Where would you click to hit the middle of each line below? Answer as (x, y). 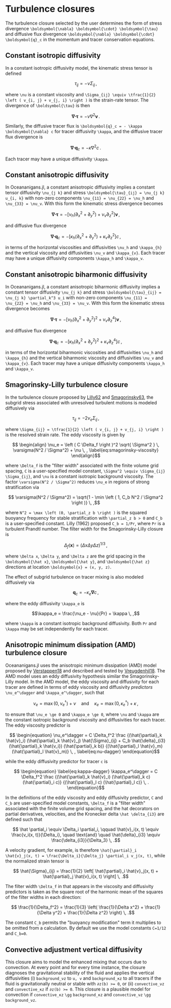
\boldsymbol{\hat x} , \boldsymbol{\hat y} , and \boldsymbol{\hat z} (78, 562)
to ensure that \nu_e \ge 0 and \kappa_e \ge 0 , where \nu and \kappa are (82, 714)
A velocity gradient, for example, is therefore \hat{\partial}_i (71, 850)
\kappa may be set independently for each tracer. (57, 629)
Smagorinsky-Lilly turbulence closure (67, 385)
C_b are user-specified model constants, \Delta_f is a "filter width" (75, 803)
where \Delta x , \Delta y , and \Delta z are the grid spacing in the (75, 556)
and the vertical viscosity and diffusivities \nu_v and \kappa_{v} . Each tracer (85, 253)
